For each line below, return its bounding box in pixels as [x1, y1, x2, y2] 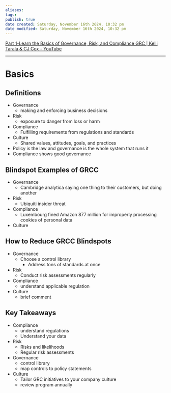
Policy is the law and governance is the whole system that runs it [12, 146, 149, 152]
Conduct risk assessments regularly [20, 272, 96, 278]
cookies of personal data [20, 217, 73, 223]
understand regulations [20, 327, 70, 333]
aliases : [5, 7, 24, 13]
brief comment [20, 294, 52, 300]
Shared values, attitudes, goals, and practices [20, 140, 117, 146]
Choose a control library [20, 256, 71, 262]
